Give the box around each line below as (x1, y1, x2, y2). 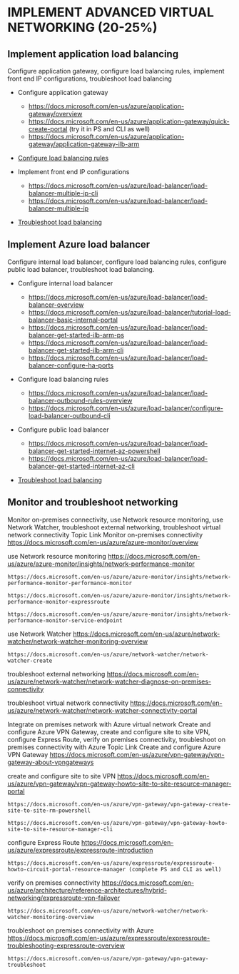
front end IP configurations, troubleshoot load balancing (7, 74, 173, 83)
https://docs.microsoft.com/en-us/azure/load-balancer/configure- (28, 404, 223, 412)
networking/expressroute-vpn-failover (7, 893, 120, 902)
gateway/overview (28, 110, 83, 118)
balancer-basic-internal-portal (28, 315, 118, 324)
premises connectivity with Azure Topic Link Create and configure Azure (7, 743, 221, 751)
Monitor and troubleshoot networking (7, 497, 178, 509)
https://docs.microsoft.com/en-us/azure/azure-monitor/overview (7, 538, 199, 547)
